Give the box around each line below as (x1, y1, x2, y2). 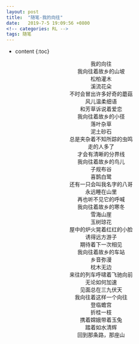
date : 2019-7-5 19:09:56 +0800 (6, 20, 90, 26)
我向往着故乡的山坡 (77, 67, 125, 75)
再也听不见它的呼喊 (77, 196, 125, 203)
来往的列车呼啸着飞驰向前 (69, 271, 133, 278)
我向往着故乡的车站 (77, 248, 125, 256)
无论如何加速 (85, 278, 117, 286)
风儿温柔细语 (85, 98, 117, 105)
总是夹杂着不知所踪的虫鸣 (69, 136, 133, 143)
